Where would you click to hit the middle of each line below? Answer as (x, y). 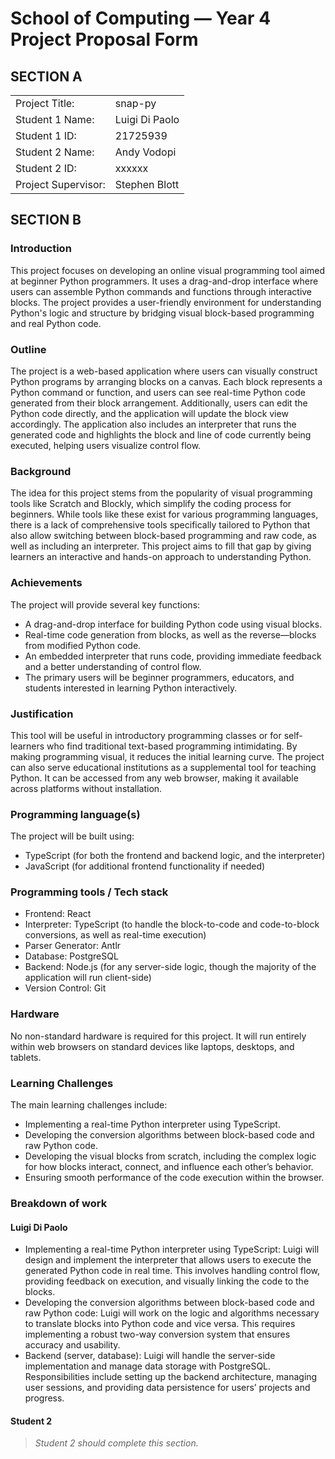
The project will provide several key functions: (105, 604)
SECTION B (46, 220)
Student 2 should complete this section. (116, 1443)
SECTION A (46, 76)
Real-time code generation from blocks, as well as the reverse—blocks (170, 634)
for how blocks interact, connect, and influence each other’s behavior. (169, 1167)
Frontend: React (58, 914)
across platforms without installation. (86, 788)
